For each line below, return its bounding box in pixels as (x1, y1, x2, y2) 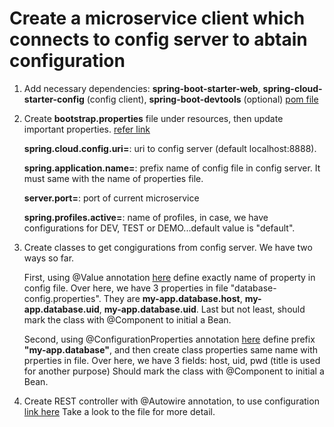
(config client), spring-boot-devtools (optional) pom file (86, 93, 319, 105)
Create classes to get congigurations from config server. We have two (23, 241, 313, 253)
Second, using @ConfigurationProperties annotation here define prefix (23, 333, 316, 345)
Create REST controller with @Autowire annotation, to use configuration (23, 395, 320, 407)
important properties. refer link (23, 123, 151, 135)
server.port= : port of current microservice (23, 192, 200, 204)
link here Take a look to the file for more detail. (23, 405, 216, 417)
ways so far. (23, 252, 75, 264)
